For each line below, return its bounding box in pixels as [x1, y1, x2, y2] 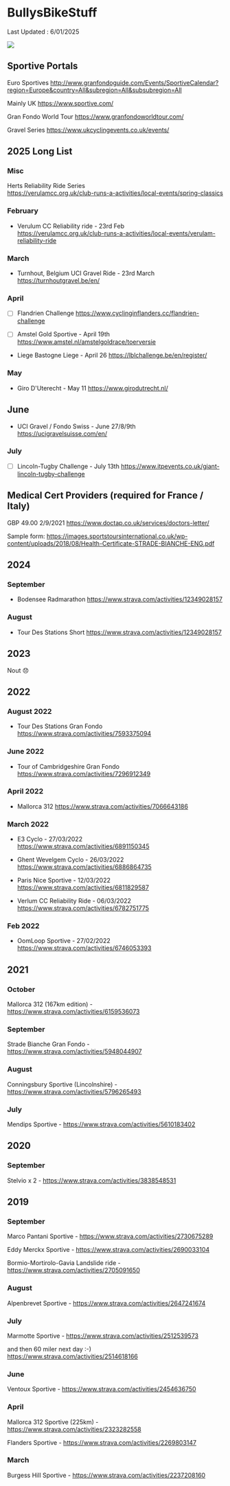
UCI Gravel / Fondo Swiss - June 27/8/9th [16, 422, 136, 430]
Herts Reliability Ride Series [7, 182, 86, 190]
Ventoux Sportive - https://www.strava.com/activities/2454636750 [7, 1385, 197, 1393]
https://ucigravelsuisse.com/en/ [16, 429, 108, 437]
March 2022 [7, 819, 49, 828]
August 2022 [7, 706, 52, 716]
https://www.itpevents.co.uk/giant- [121, 462, 220, 470]
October [7, 984, 36, 994]
